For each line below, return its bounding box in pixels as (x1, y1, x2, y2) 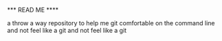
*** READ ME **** (7, 6, 59, 14)
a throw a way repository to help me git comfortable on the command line (7, 19, 215, 27)
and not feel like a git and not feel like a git (7, 27, 127, 34)
